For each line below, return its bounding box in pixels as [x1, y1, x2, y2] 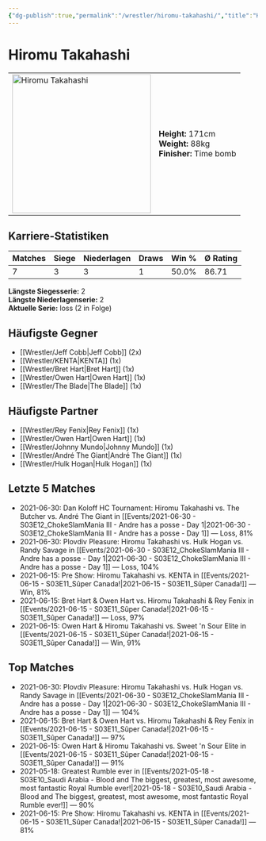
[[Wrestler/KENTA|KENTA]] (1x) [19, 356, 121, 366]
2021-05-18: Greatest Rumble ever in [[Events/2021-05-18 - [19, 766, 215, 776]
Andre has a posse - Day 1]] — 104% [19, 707, 140, 716]
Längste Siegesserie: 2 [8, 286, 85, 296]
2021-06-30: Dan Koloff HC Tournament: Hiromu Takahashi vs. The [19, 503, 240, 513]
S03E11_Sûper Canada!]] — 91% [19, 758, 125, 767]
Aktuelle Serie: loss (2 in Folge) [8, 303, 112, 313]
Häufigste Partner [8, 404, 99, 417]
